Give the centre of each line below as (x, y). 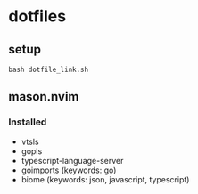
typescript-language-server (72, 160)
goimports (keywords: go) (69, 170)
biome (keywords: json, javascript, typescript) (105, 179)
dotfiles (37, 16)
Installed (28, 122)
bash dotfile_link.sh (49, 69)
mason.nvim (44, 97)
